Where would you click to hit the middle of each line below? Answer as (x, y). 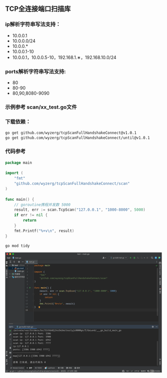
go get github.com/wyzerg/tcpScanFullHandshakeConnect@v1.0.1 (71, 133)
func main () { (20, 199)
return (30, 221)
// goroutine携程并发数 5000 (42, 205)
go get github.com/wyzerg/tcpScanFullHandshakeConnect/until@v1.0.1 (78, 138)
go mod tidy (17, 246)
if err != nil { (31, 215)
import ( (14, 173)
